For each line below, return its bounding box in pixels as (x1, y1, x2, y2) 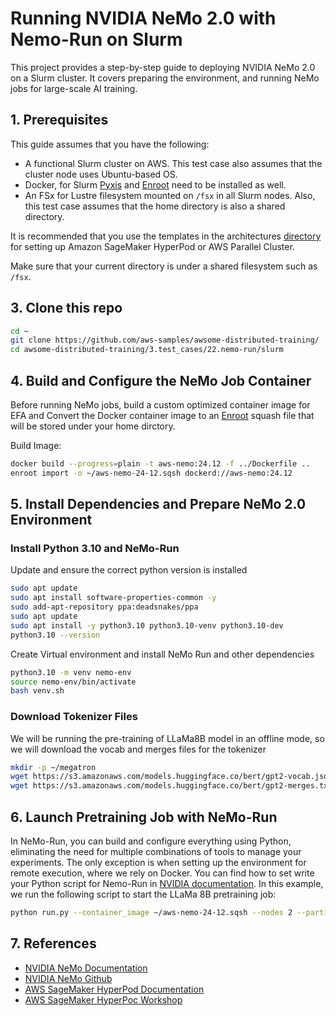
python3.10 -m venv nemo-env (10, 667, 132, 677)
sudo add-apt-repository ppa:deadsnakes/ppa (10, 602, 199, 612)
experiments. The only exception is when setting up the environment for (10, 857, 307, 869)
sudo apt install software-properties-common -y (10, 593, 217, 603)
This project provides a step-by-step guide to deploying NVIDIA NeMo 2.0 (10, 61, 316, 73)
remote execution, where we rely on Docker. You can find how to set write (10, 867, 315, 879)
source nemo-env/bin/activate (10, 677, 137, 687)
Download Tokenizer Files (10, 710, 138, 724)
